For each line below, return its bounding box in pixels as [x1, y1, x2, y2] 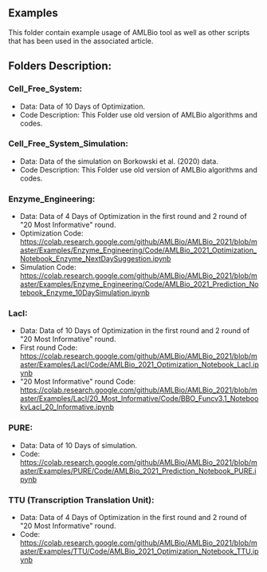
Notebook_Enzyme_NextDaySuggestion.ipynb [19, 254, 171, 264]
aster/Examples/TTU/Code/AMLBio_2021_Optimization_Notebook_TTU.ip [19, 546, 259, 556]
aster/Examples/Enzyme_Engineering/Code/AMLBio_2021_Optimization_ [19, 245, 257, 255]
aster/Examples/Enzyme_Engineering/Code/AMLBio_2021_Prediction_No [19, 280, 259, 289]
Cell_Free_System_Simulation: [8, 138, 129, 149]
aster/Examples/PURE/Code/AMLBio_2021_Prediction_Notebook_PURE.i [19, 466, 257, 475]
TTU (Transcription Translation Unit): [8, 495, 155, 506]
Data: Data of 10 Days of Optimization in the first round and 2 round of [19, 326, 250, 336]
